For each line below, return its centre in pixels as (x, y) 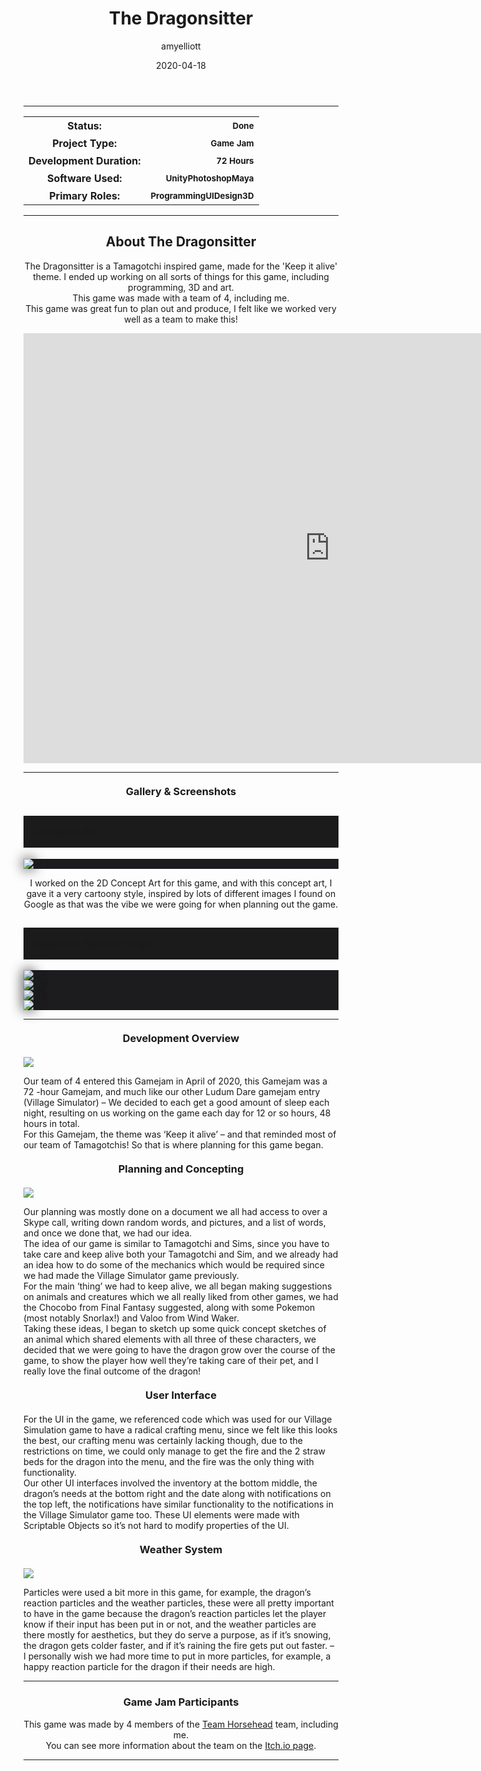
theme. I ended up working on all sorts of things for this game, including (181, 276)
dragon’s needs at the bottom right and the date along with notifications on (177, 1494)
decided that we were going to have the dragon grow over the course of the (179, 1350)
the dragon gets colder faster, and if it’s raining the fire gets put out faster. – (179, 1646)
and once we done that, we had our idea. (108, 1233)
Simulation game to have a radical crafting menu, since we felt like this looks (180, 1430)
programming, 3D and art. (181, 287)
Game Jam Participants (181, 1702)
